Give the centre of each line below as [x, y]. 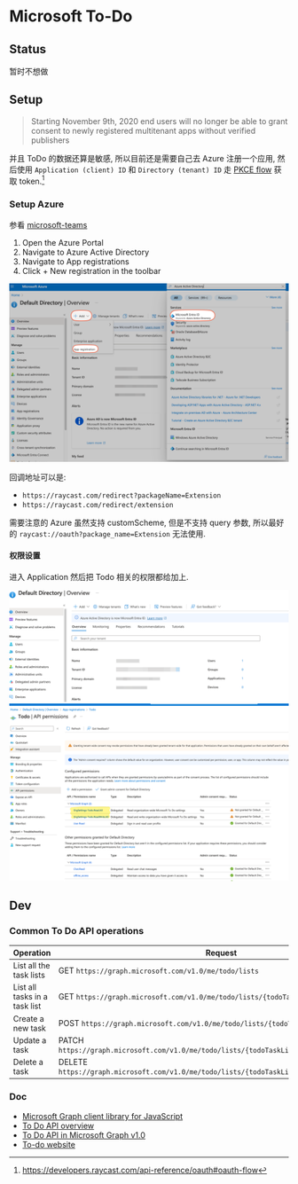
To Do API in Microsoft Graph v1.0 [84, 1135]
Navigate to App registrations [76, 261]
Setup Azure [37, 204]
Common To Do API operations [77, 930]
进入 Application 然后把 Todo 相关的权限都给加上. [99, 576]
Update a [30, 1040]
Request [221, 953]
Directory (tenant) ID [180, 170]
